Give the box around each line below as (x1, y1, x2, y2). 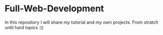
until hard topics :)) (4, 24, 43, 30)
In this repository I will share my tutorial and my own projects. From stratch (4, 19, 158, 25)
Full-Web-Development (4, 3, 104, 14)
